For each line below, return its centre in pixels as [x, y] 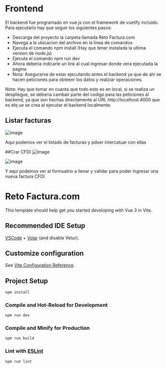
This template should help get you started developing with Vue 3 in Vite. [79, 210]
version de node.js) [32, 53]
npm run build [20, 338]
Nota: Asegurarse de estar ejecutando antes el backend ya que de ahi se [87, 74]
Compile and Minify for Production [48, 328]
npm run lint [19, 361]
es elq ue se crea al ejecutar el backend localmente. [58, 105]
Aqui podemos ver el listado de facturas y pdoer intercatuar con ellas [76, 142]
